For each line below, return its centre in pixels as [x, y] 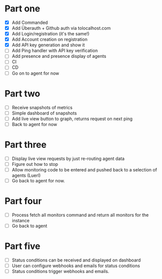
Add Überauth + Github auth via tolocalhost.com [61, 28]
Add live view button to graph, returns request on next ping [72, 119]
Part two [23, 93]
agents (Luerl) [26, 175]
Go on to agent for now [35, 73]
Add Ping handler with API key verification [55, 51]
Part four [23, 201]
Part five [23, 246]
